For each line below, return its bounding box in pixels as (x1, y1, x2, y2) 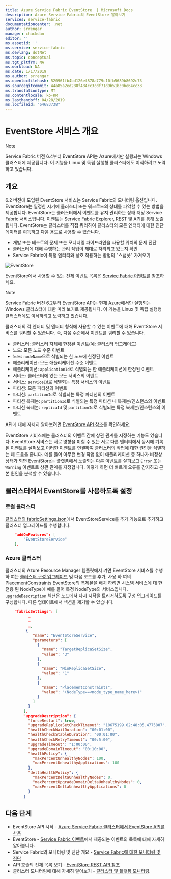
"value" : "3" (41, 652, 70, 657)
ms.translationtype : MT (5, 88, 56, 93)
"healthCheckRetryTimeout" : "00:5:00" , (27, 737, 113, 742)
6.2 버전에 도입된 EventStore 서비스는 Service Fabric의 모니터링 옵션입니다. (5, 196, 158, 203)
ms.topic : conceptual (5, 54, 51, 60)
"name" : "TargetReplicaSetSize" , (41, 647, 113, 652)
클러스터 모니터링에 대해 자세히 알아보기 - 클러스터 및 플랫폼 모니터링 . (12, 868, 151, 874)
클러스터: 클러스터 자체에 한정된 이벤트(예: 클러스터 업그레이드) (12, 341, 137, 347)
